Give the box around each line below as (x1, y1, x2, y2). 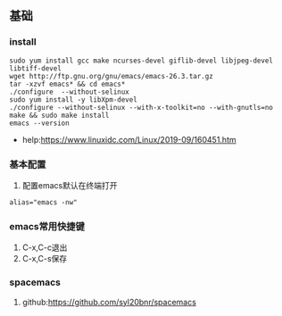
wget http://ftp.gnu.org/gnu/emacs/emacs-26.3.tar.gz (9, 71, 214, 80)
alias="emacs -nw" (9, 197, 78, 207)
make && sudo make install (9, 111, 110, 120)
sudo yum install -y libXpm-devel (9, 95, 138, 104)
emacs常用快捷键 (9, 220, 85, 232)
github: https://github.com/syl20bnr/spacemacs (21, 296, 196, 307)
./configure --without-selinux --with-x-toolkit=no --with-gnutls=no (9, 103, 274, 112)
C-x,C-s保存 (21, 254, 68, 264)
